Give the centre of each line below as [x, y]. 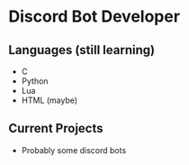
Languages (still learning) [81, 50]
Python [35, 81]
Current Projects [56, 128]
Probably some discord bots [74, 150]
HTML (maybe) [49, 100]
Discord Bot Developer [94, 17]
